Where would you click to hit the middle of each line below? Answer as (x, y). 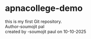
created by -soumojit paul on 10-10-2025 (46, 31)
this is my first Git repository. (33, 21)
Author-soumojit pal (25, 26)
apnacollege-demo (44, 8)
